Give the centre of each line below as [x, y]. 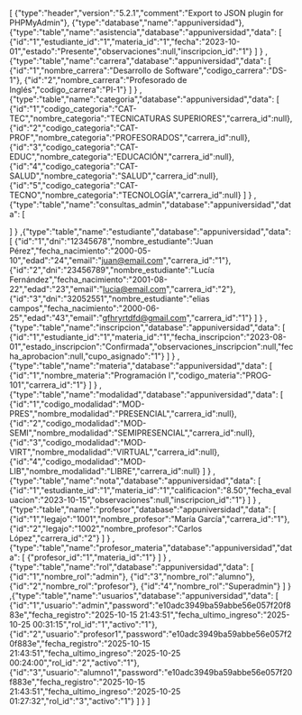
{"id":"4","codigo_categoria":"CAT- [74, 166]
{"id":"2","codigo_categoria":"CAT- [74, 128]
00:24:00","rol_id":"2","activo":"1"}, [74, 663]
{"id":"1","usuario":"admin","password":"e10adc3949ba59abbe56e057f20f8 [150, 605]
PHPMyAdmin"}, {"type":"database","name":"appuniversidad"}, [127, 23]
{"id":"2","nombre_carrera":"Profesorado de [105, 80]
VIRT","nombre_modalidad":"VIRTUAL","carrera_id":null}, [114, 452]
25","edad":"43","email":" [56, 318]
